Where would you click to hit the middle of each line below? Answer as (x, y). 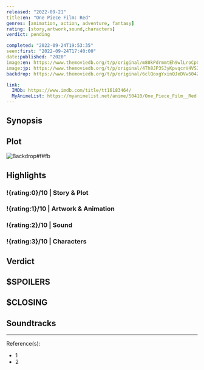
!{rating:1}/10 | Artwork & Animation (61, 209)
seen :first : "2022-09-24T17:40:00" (51, 51)
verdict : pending (28, 35)
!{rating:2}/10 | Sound (39, 225)
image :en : (19, 62)
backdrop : (19, 74)
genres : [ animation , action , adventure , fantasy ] (70, 23)
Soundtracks (31, 323)
